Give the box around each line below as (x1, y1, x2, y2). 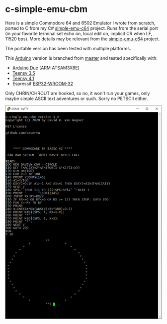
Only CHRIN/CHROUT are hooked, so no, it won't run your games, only (5, 90, 150, 96)
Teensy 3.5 (12, 70, 36, 76)
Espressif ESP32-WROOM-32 (12, 81, 74, 87)
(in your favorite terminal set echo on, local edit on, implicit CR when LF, (5, 30, 153, 36)
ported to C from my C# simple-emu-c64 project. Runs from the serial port (5, 25, 158, 31)
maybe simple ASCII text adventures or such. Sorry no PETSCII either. (5, 96, 148, 102)
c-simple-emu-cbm (5, 3, 88, 15)
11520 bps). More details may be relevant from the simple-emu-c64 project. (5, 36, 160, 42)
